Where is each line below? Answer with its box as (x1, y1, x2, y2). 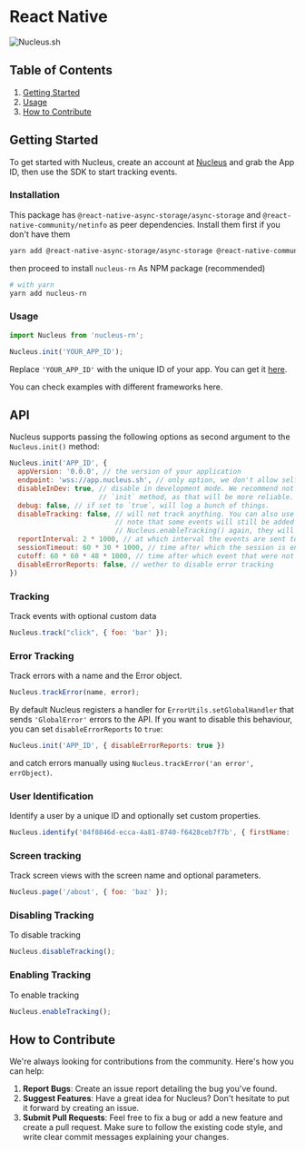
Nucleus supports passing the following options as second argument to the (9, 431, 290, 442)
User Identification (9, 790, 93, 802)
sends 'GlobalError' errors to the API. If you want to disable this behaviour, (9, 713, 293, 724)
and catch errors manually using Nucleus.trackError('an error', (9, 757, 254, 768)
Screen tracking (9, 849, 82, 861)
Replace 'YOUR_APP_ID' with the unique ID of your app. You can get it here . (9, 363, 288, 374)
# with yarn (9, 280, 54, 290)
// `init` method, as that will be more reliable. (98, 492, 295, 501)
